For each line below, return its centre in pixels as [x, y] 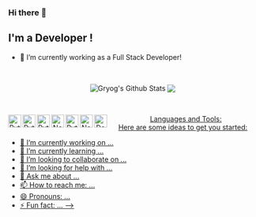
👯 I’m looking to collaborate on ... [73, 159]
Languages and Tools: [186, 119]
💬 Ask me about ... [49, 176]
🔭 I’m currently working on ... [66, 143]
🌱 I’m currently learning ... [62, 151]
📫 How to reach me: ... [57, 185]
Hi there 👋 [28, 13]
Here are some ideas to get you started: [183, 127]
